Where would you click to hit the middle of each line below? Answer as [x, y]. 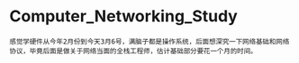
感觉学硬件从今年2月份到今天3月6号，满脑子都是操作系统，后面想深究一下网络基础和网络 [149, 42]
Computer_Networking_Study [124, 16]
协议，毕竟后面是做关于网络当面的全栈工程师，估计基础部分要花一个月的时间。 [133, 51]
